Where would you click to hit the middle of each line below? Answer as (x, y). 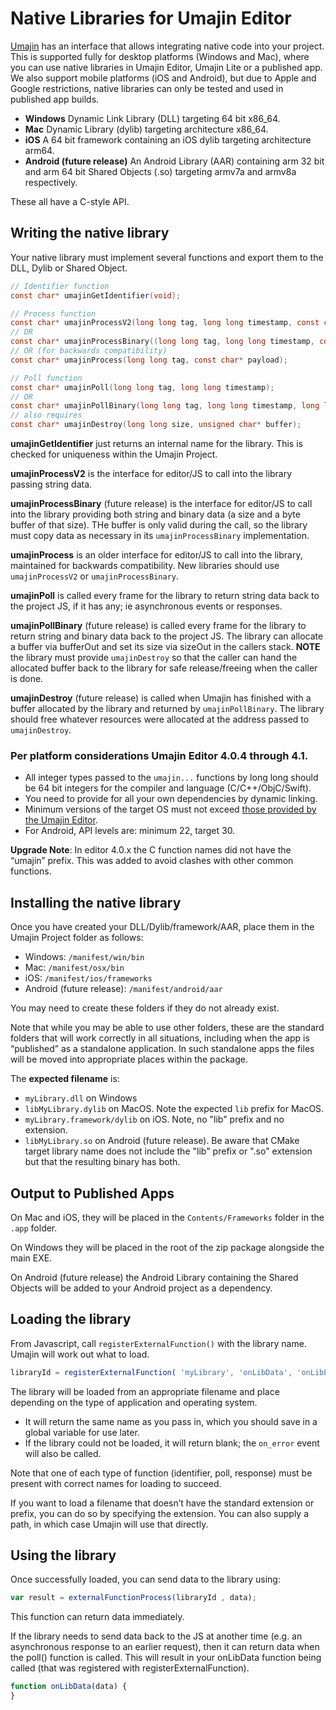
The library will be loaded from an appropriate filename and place (145, 1391)
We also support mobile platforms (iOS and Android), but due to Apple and (163, 78)
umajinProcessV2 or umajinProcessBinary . (95, 576)
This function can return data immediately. (97, 1617)
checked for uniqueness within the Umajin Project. (114, 454)
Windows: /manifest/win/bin (84, 957)
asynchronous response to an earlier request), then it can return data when (165, 1647)
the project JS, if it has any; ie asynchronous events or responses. (146, 606)
